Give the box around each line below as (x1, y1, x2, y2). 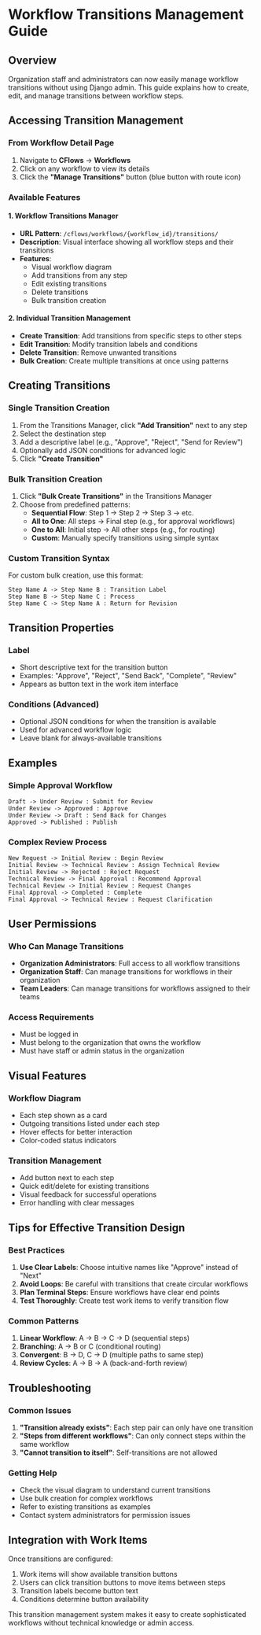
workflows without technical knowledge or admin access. (8, 1618, 195, 1628)
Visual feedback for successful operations (19, 1190, 157, 1199)
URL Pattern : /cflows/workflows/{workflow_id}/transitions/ (19, 228, 219, 238)
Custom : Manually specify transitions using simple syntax (31, 533, 219, 542)
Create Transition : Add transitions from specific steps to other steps (19, 331, 242, 341)
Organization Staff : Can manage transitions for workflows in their (19, 966, 233, 976)
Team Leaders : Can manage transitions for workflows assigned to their (19, 984, 251, 993)
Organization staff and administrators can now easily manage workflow (8, 75, 239, 83)
